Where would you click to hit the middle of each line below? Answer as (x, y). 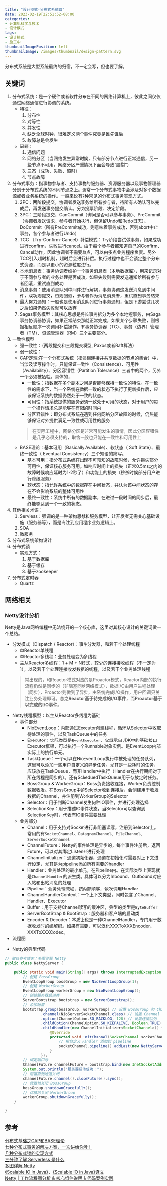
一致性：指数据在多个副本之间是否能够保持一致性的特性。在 (88, 383)
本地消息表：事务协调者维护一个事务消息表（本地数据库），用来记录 (88, 271)
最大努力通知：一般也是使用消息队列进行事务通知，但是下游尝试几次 (89, 302)
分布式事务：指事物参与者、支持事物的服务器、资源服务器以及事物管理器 (86, 184)
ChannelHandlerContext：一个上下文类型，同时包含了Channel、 (93, 895)
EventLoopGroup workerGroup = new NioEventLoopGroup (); (82, 991)
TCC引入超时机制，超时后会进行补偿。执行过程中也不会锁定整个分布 (90, 258)
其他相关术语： (28, 510)
